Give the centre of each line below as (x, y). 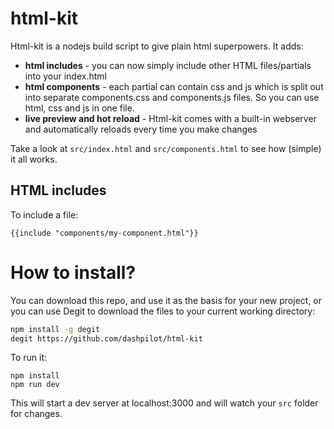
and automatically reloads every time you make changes (141, 129)
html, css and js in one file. (79, 108)
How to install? (73, 272)
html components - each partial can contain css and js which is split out (174, 86)
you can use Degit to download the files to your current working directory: (163, 311)
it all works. (34, 159)
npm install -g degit (55, 329)
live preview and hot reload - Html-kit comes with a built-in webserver (170, 118)
